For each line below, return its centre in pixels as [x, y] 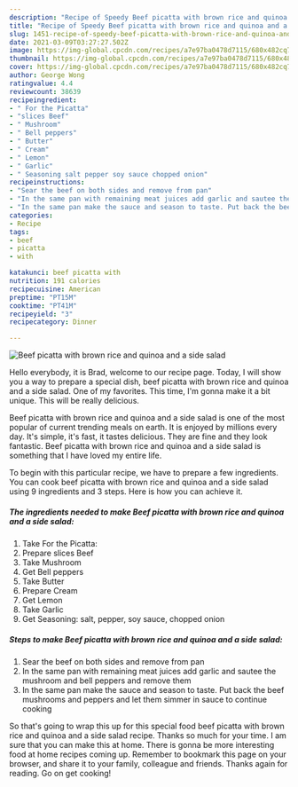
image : [21, 51]
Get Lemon [42, 601]
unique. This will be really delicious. [74, 401]
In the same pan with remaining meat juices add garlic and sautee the [149, 672]
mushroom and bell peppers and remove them [106, 681]
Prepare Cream [50, 591]
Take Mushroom [51, 563]
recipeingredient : [43, 100]
